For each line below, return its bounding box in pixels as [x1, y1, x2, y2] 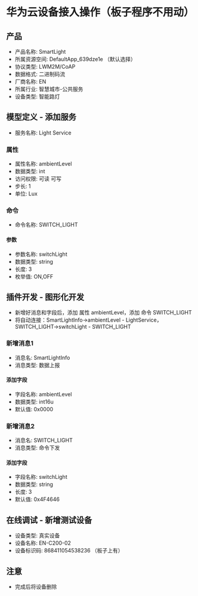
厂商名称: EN [14, 78, 47, 85]
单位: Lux [14, 190, 38, 197]
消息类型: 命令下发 [14, 444, 60, 451]
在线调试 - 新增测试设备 [6, 515, 92, 525]
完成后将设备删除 [14, 583, 57, 591]
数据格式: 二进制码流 [14, 71, 66, 78]
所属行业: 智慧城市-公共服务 [14, 85, 83, 93]
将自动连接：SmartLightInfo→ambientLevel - [14, 316, 125, 323]
